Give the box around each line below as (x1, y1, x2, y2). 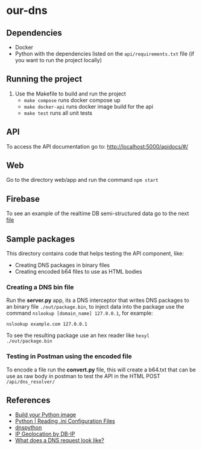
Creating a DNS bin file (6, 283, 74, 291)
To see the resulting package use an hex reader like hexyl (6, 332, 150, 339)
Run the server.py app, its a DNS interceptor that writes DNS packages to (6, 297, 190, 304)
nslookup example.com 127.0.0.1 (6, 321, 87, 327)
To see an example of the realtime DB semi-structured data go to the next (6, 210, 189, 217)
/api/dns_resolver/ (6, 379, 55, 385)
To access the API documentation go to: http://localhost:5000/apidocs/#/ (6, 143, 188, 150)
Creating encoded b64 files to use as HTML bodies (14, 268, 142, 275)
